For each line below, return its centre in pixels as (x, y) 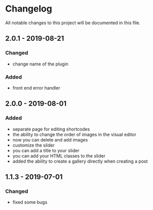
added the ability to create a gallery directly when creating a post (80, 161)
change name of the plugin (41, 64)
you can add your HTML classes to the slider (59, 156)
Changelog (29, 9)
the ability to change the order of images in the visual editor (74, 134)
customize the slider (33, 145)
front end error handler (36, 88)
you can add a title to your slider (46, 150)
